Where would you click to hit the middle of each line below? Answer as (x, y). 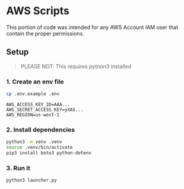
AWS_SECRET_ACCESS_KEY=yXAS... (45, 110)
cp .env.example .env (33, 94)
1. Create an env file (35, 82)
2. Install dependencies (41, 129)
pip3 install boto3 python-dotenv (49, 153)
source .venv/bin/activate (39, 148)
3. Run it (18, 168)
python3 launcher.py (32, 180)
